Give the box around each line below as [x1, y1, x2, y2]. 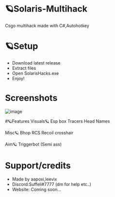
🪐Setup [5, 41, 38, 52]
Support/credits [5, 160, 71, 171]
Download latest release [12, 60, 61, 66]
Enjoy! [12, 75, 25, 81]
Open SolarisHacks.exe [12, 70, 59, 76]
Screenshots [5, 93, 58, 104]
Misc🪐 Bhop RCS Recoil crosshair [5, 130, 74, 135]
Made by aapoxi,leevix [12, 176, 57, 182]
